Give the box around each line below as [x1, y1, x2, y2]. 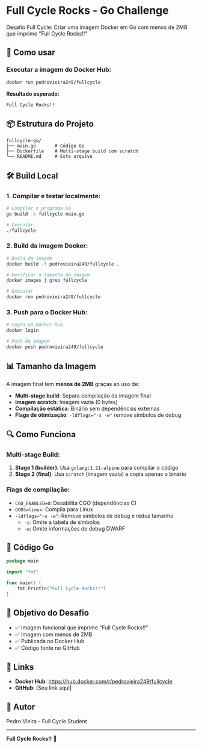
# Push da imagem [6, 338, 50, 344]
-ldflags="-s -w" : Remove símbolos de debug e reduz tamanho [14, 512, 174, 519]
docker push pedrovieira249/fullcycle [6, 344, 103, 350]
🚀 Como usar [6, 48, 55, 58]
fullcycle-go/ [6, 138, 42, 144]
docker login [6, 328, 39, 334]
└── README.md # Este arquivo [6, 154, 93, 160]
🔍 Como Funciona [6, 429, 76, 440]
